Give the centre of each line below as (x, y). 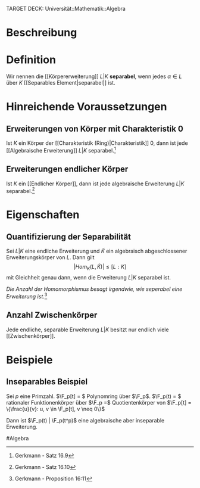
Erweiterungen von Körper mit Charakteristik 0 (95, 128)
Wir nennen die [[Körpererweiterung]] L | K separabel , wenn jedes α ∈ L (94, 76)
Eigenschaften (43, 215)
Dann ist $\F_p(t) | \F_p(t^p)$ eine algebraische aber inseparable (85, 420)
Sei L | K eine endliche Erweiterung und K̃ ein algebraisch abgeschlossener (97, 251)
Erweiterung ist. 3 (27, 296)
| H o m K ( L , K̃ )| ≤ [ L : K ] (100, 268)
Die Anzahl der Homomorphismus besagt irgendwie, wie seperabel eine (94, 289)
